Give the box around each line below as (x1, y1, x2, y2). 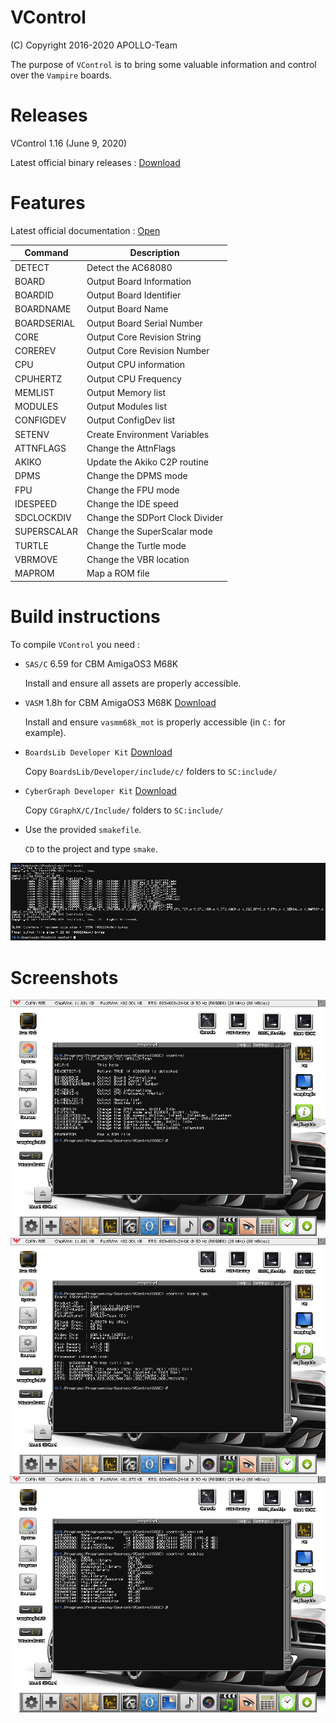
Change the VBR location (86, 553, 190, 565)
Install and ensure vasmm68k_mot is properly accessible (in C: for (24, 716, 287, 728)
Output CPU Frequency (86, 372, 182, 385)
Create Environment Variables (86, 428, 210, 440)
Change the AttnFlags (86, 442, 177, 454)
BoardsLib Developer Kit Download (24, 746, 173, 758)
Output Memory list (86, 386, 167, 398)
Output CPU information (86, 359, 186, 371)
